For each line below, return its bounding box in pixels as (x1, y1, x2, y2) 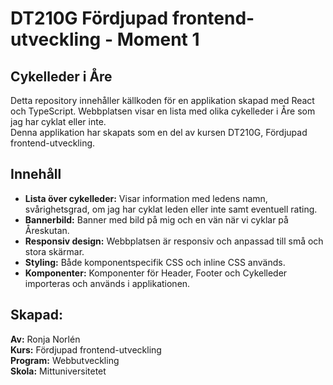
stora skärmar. (24, 245, 85, 257)
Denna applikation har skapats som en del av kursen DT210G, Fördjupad (10, 127, 308, 138)
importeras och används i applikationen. (24, 277, 191, 289)
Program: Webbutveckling (10, 354, 120, 366)
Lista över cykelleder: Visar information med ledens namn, (24, 192, 268, 204)
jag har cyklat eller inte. (10, 116, 107, 127)
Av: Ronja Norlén (10, 333, 81, 345)
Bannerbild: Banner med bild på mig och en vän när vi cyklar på (24, 213, 289, 226)
